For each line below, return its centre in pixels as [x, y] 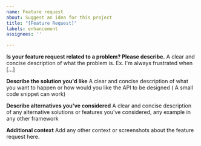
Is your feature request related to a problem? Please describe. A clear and [100, 57]
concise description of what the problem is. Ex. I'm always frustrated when [100, 63]
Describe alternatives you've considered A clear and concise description [99, 106]
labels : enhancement [32, 29]
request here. [23, 137]
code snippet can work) [36, 94]
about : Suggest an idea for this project [59, 17]
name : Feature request [35, 12]
